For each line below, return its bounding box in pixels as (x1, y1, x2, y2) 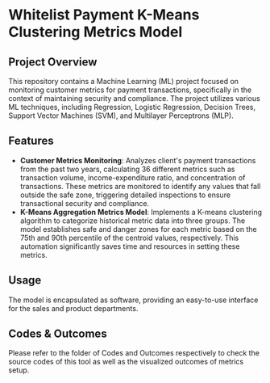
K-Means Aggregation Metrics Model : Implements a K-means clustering (19, 207, 262, 217)
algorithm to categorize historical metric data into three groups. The (19, 216, 246, 225)
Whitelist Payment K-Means (8, 6, 200, 24)
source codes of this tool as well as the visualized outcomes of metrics (8, 357, 244, 367)
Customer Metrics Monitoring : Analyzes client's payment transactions (19, 155, 256, 165)
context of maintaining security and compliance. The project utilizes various (8, 94, 260, 103)
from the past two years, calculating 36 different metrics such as (19, 164, 235, 174)
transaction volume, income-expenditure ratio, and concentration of (19, 172, 246, 183)
